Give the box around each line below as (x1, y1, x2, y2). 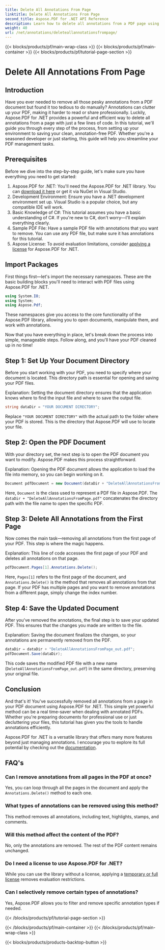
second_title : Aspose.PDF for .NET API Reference (5, 16, 109, 21)
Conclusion (5, 685, 41, 694)
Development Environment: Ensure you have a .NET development (12, 194, 144, 199)
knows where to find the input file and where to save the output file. (5, 395, 142, 401)
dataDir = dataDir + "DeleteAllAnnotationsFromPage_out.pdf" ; (5, 647, 135, 652)
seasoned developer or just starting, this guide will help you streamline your (5, 136, 159, 141)
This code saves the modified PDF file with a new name (5, 660, 117, 666)
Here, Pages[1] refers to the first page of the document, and (5, 574, 127, 580)
